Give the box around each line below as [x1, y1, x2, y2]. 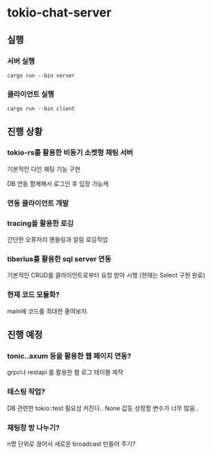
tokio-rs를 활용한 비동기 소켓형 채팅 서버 [7, 148, 134, 157]
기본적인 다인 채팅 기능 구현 [7, 165, 81, 173]
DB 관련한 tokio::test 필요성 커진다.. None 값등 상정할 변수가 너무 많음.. [7, 404, 199, 412]
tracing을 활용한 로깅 [7, 218, 74, 228]
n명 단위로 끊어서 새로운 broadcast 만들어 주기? [7, 440, 136, 448]
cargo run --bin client [7, 105, 75, 113]
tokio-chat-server [7, 5, 112, 21]
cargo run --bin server [7, 72, 75, 79]
